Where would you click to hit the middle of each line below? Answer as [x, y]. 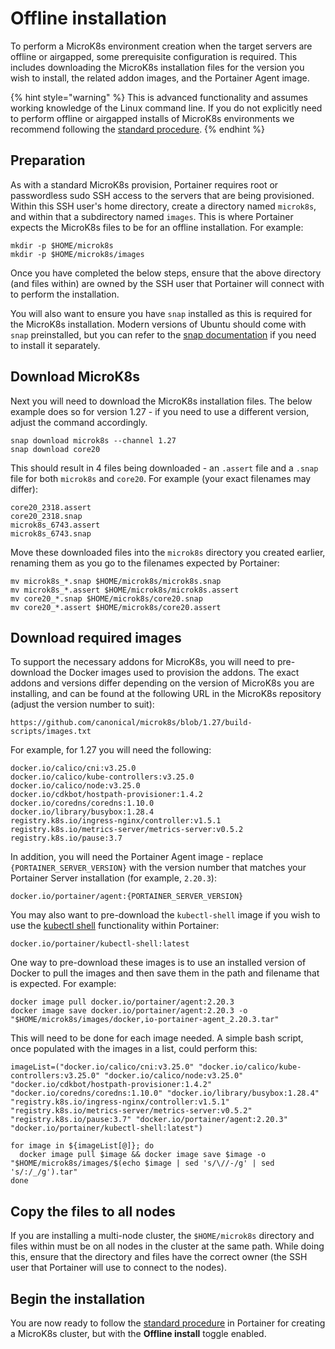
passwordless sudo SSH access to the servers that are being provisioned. [162, 195]
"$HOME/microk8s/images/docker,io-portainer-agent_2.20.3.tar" [145, 1020]
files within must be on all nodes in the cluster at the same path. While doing [167, 1246]
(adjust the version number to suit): [82, 704]
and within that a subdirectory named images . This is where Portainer [152, 216]
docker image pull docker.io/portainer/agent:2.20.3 [122, 1002]
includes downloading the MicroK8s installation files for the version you [157, 67]
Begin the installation [78, 1298]
